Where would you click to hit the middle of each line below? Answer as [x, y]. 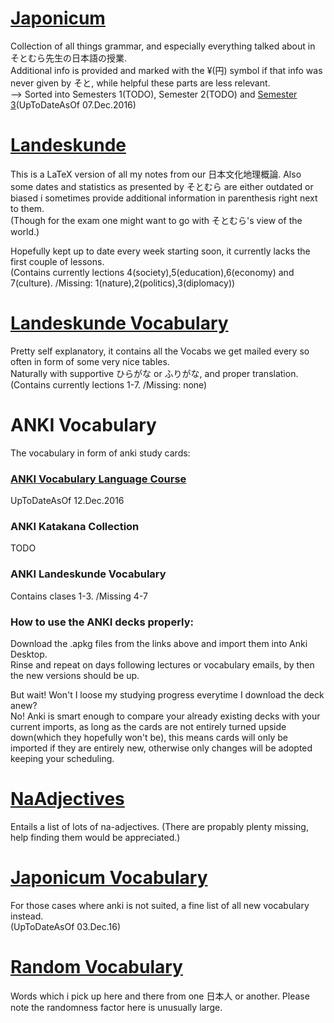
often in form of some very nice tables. [90, 361]
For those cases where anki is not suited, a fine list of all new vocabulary [160, 905]
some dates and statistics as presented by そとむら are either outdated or [162, 186]
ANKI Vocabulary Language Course [98, 479]
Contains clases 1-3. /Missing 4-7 [79, 596]
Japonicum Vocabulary [109, 878]
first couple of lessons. [57, 261]
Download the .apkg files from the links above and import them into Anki [159, 643]
